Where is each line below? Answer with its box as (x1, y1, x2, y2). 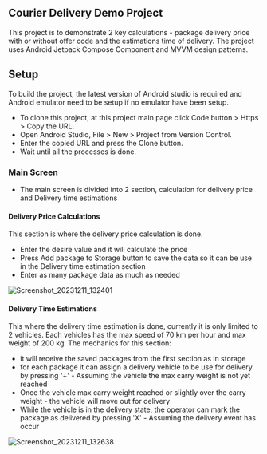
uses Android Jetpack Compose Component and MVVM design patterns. (8, 44, 249, 54)
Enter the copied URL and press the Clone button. (19, 138, 183, 148)
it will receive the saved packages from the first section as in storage (19, 354, 246, 364)
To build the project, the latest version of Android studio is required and (8, 89, 243, 98)
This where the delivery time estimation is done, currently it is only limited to (8, 322, 259, 331)
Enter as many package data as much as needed (19, 270, 181, 280)
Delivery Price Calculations (8, 211, 100, 221)
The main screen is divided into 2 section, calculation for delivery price (19, 184, 253, 194)
